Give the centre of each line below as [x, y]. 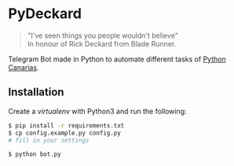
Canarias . [24, 67]
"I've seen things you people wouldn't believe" [103, 35]
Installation [36, 92]
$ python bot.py [35, 154]
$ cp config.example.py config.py [65, 133]
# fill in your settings [49, 140]
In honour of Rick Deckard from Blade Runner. [102, 43]
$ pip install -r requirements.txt [66, 125]
